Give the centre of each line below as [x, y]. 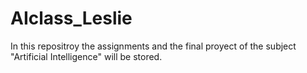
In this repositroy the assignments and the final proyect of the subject [153, 46]
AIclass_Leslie [71, 18]
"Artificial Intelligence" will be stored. [86, 56]
